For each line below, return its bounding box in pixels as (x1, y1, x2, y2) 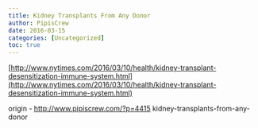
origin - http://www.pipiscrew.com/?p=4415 (8, 104, 151, 114)
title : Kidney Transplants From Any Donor (8, 11, 151, 20)
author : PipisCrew (8, 19, 69, 27)
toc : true (8, 41, 41, 49)
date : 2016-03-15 (8, 26, 66, 34)
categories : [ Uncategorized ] (8, 33, 105, 42)
